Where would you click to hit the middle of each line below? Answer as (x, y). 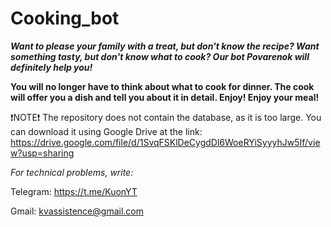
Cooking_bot (65, 18)
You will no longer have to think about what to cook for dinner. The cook (162, 86)
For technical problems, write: (72, 172)
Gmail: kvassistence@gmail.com (77, 211)
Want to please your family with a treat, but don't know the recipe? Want (165, 46)
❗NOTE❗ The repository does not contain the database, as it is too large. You (166, 117)
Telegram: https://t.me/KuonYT (74, 191)
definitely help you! (51, 67)
